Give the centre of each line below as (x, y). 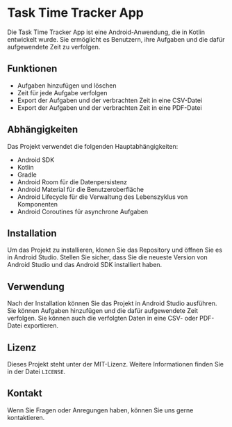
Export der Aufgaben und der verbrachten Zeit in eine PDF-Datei (110, 107)
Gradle (27, 175)
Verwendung (36, 287)
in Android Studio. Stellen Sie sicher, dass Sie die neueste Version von (107, 257)
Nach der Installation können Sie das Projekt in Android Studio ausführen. (112, 303)
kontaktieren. (26, 417)
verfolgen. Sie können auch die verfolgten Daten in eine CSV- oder (102, 319)
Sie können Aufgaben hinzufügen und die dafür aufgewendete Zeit (103, 311)
